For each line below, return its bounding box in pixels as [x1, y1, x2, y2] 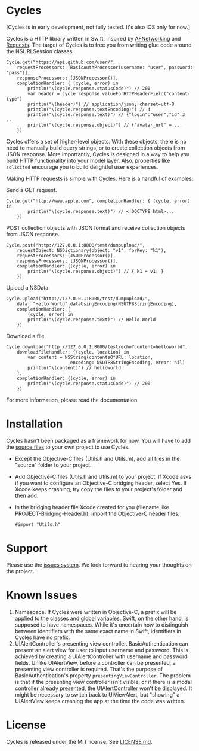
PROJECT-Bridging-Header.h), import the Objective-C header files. [14, 510, 180, 517]
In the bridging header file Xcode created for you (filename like [14, 503, 170, 510]
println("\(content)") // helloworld [27, 364, 121, 371]
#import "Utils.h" [14, 521, 61, 527]
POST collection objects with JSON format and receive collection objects [6, 224, 186, 231]
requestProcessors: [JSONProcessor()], [17, 253, 116, 259]
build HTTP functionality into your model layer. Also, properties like [6, 157, 170, 164]
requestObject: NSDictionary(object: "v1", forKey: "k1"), [17, 247, 167, 253]
